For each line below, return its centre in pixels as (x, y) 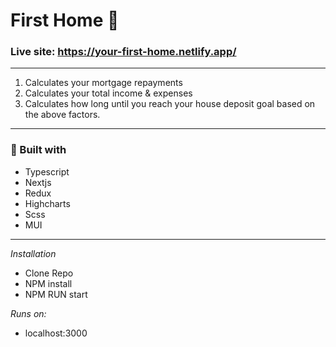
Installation (33, 253)
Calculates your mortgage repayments (103, 83)
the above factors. (62, 115)
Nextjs (38, 182)
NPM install (48, 283)
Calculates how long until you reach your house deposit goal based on (170, 104)
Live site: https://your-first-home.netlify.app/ (123, 52)
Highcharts (47, 203)
